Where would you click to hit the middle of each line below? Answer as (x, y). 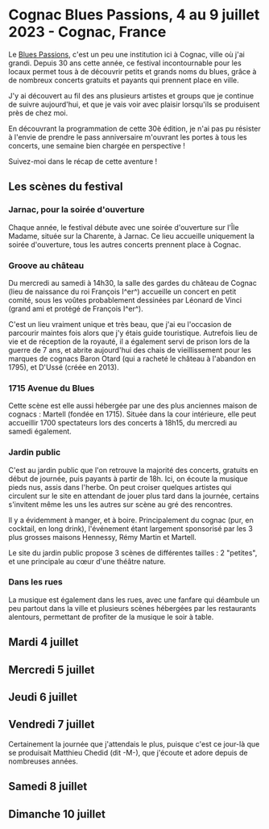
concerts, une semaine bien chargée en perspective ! (97, 145)
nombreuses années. (43, 761)
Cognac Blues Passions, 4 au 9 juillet (134, 15)
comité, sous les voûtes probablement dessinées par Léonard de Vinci (125, 299)
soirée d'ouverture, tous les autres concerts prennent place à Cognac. (125, 245)
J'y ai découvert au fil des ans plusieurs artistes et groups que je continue (131, 95)
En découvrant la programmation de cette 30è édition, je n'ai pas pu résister (135, 128)
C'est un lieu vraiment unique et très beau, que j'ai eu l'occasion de (120, 324)
